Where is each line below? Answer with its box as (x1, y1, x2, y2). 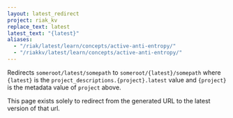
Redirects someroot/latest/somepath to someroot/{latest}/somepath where (7, 68, 221, 77)
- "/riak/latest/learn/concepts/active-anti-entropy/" (13, 43, 176, 50)
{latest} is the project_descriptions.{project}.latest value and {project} (7, 75, 227, 84)
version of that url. (7, 104, 61, 112)
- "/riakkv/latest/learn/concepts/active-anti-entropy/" (13, 50, 183, 57)
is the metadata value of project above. (7, 83, 121, 91)
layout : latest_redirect (7, 10, 80, 17)
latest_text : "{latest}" (7, 29, 80, 37)
